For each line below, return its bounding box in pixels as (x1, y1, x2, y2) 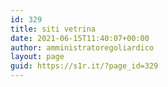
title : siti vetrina (10, 24, 97, 34)
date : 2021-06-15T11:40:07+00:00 (10, 33, 150, 43)
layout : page (10, 52, 65, 62)
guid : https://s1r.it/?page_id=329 (10, 61, 159, 71)
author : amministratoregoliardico (10, 42, 155, 53)
